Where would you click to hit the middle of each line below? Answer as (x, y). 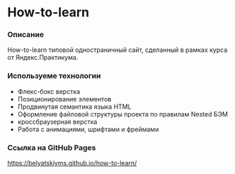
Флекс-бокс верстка (49, 91)
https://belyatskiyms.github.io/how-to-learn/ (72, 163)
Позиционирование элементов (64, 99)
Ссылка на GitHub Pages (52, 148)
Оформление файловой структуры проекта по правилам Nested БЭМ (123, 114)
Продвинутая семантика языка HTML (74, 107)
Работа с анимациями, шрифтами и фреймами (88, 129)
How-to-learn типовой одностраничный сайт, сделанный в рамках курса (117, 50)
